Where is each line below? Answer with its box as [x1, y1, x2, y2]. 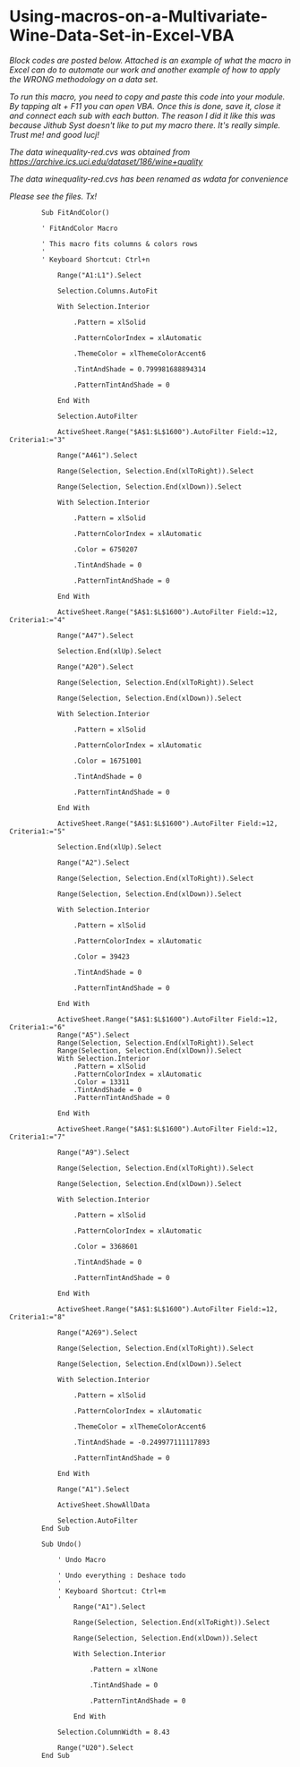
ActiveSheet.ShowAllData [56, 1500, 150, 1509]
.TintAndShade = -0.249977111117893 [73, 1438, 210, 1447]
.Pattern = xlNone [89, 1665, 159, 1674]
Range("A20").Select [56, 662, 134, 671]
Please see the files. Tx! [9, 191, 97, 201]
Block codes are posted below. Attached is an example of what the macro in [9, 55, 292, 65]
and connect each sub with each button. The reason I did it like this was [9, 110, 276, 121]
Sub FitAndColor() [41, 208, 110, 217]
